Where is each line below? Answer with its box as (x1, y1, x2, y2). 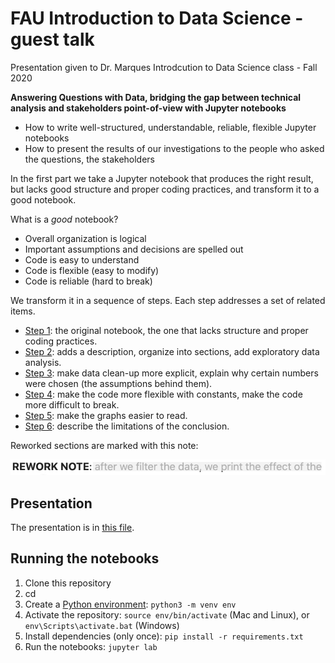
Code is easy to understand (24, 253, 140, 266)
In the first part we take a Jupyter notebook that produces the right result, (10, 172, 314, 184)
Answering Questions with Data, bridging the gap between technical (10, 91, 302, 103)
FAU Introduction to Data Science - (10, 7, 304, 30)
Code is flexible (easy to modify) (24, 264, 160, 276)
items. (10, 305, 36, 317)
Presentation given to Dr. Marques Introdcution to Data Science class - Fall (10, 61, 318, 73)
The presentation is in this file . (10, 522, 135, 534)
